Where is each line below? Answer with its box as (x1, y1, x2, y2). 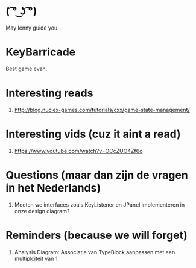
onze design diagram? (14, 207, 70, 214)
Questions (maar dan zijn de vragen (5, 168, 188, 182)
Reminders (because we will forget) (5, 228, 188, 242)
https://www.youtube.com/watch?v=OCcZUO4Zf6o (14, 147, 143, 154)
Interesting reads (5, 86, 93, 100)
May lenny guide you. (5, 24, 60, 31)
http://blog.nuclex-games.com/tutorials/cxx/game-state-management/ (14, 106, 191, 113)
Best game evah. (5, 65, 48, 72)
